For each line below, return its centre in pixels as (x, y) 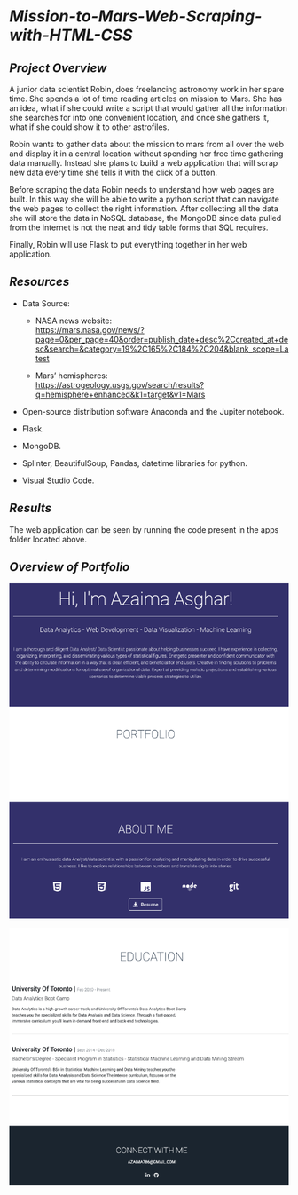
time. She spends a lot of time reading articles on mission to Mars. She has (145, 99)
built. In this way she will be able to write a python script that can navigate (144, 199)
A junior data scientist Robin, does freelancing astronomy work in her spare (147, 89)
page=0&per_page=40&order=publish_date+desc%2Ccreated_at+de (162, 339)
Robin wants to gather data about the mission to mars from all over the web (146, 144)
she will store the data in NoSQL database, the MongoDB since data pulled (145, 218)
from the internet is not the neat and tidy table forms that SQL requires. (139, 227)
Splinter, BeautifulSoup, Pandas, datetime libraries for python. (135, 463)
